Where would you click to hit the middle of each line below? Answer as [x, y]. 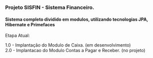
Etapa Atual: [17, 36]
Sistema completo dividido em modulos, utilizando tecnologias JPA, [76, 19]
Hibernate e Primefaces [30, 24]
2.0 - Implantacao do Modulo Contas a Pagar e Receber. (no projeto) [75, 51]
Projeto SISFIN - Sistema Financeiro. [50, 7]
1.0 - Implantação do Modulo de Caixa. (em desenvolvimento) [68, 45]
